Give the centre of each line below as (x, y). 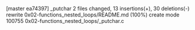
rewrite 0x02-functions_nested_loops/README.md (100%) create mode (93, 15)
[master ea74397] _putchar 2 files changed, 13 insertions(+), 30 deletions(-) (98, 9)
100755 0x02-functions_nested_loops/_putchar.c (65, 21)
